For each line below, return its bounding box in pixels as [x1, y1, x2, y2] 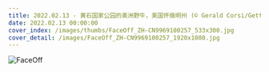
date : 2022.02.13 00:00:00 [8, 19, 98, 27]
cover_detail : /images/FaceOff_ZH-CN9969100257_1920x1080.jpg [8, 33, 220, 42]
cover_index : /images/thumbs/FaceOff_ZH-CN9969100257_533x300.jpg [8, 26, 235, 34]
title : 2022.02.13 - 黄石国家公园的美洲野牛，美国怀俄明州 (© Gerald [8, 11, 223, 20]
